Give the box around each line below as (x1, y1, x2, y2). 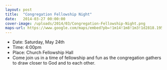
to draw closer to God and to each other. (12, 60, 95, 66)
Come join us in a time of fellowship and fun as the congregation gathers (12, 55, 162, 61)
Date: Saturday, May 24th (12, 39, 65, 45)
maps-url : (5, 26, 26, 31)
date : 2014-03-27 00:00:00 (5, 16, 66, 21)
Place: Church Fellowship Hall (12, 50, 74, 56)
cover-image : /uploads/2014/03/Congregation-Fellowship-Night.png (5, 21, 146, 26)
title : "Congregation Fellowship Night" (5, 12, 92, 17)
